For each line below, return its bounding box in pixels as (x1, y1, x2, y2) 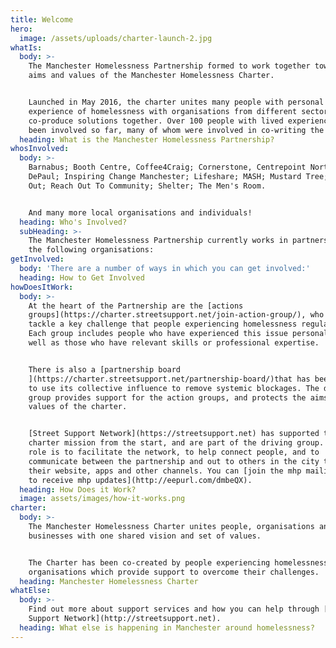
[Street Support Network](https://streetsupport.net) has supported (28, 429, 320, 439)
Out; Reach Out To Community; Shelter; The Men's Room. (28, 181, 267, 191)
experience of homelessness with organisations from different (28, 106, 298, 116)
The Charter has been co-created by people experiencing (28, 557, 271, 568)
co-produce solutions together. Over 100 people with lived (28, 116, 284, 126)
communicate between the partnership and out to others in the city (28, 456, 320, 466)
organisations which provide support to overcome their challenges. (28, 567, 320, 577)
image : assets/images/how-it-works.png (19, 494, 186, 504)
